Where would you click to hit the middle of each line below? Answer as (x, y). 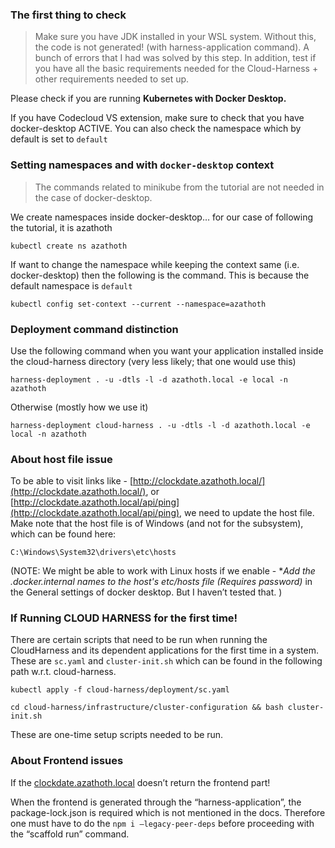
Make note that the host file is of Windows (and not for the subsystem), (157, 524)
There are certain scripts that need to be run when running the (139, 640)
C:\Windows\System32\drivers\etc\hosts (93, 553)
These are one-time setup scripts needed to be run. (117, 735)
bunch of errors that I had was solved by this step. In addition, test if (175, 58)
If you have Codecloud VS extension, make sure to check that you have (157, 118)
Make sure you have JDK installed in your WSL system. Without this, (175, 37)
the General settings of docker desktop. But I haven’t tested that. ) (146, 592)
